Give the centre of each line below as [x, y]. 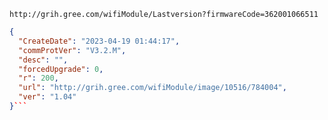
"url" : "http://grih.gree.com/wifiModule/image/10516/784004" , [152, 88]
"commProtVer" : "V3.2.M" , [72, 50]
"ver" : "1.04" [47, 97]
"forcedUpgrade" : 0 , [61, 69]
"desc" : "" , [43, 60]
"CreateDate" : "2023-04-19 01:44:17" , [99, 41]
